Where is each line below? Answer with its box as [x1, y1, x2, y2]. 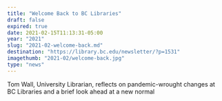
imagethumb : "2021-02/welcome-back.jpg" [7, 55, 125, 62]
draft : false [7, 16, 45, 23]
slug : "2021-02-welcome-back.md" [7, 42, 103, 49]
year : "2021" [7, 36, 45, 43]
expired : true [7, 23, 48, 30]
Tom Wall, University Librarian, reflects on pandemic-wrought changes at [7, 80, 216, 88]
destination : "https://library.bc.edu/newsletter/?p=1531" [7, 49, 181, 56]
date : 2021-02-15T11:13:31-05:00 [7, 29, 103, 36]
